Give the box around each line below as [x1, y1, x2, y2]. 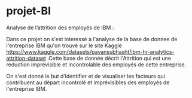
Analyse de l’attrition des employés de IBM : [6, 24, 114, 31]
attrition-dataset [6, 54, 46, 62]
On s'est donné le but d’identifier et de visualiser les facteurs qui [6, 72, 166, 79]
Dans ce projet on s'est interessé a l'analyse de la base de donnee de [6, 35, 178, 42]
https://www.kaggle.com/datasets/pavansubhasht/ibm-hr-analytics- [6, 48, 175, 55]
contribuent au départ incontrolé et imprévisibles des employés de [6, 79, 170, 86]
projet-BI [6, 4, 51, 18]
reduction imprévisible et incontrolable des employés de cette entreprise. [6, 61, 187, 68]
